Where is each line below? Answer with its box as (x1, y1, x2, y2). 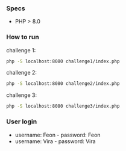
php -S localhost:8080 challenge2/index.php (6, 81, 120, 87)
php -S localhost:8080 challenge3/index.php (6, 103, 120, 109)
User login (6, 117, 37, 126)
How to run (6, 33, 39, 42)
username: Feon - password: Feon (14, 131, 101, 138)
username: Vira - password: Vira (14, 137, 96, 145)
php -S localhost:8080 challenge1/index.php (6, 58, 120, 64)
